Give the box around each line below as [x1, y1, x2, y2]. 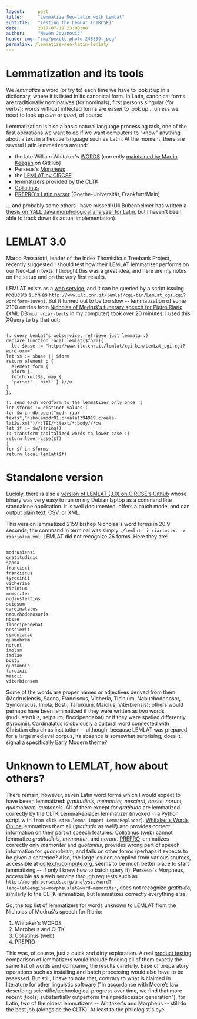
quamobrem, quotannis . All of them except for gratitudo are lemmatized [6, 803, 181, 810]
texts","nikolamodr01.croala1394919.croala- [6, 415, 117, 421]
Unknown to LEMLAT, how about [6, 759, 168, 772]
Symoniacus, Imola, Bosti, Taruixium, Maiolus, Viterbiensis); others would [6, 701, 183, 708]
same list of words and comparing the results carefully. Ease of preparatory [6, 962, 189, 969]
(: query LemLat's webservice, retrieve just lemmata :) [6, 332, 149, 339]
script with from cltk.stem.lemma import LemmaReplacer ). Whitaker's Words [6, 816, 189, 823]
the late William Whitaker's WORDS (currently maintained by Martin [14, 153, 178, 160]
